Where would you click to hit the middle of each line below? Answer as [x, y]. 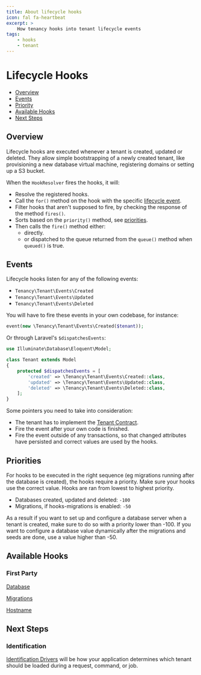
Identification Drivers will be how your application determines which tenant [99, 659]
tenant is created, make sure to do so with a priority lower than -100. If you [99, 524]
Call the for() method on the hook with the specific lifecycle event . [98, 201]
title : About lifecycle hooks [44, 12]
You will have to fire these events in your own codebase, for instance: [92, 315]
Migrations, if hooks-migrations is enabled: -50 [73, 506]
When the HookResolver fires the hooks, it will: [63, 182]
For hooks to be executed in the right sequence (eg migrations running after [100, 475]
